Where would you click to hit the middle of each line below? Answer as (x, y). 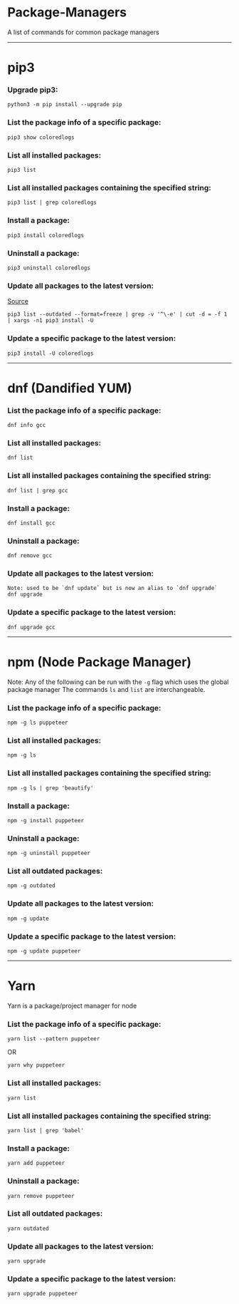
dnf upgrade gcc (31, 627)
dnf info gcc (27, 425)
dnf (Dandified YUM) (70, 388)
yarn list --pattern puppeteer (54, 1039)
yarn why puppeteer (36, 1065)
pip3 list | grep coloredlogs (52, 203)
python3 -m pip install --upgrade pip (65, 105)
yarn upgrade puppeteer (43, 1294)
